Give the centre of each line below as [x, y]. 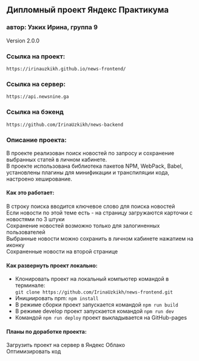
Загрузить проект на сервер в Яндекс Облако [66, 345]
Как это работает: [30, 193]
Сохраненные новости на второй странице [62, 252]
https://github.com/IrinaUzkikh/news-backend [65, 125]
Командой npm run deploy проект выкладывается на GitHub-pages [101, 318]
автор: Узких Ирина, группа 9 [52, 27]
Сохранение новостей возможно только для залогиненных [83, 226]
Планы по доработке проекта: [46, 331]
